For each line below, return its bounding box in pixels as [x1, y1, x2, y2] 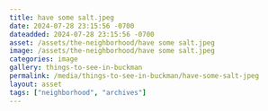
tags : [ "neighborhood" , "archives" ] [9, 88, 147, 97]
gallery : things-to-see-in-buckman [9, 64, 143, 73]
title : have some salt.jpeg [9, 13, 115, 22]
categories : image [9, 55, 78, 64]
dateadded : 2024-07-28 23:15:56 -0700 [9, 30, 155, 38]
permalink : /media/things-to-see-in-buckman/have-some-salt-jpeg [9, 72, 259, 81]
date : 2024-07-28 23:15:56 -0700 [9, 21, 135, 30]
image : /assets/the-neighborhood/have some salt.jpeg [9, 47, 216, 55]
